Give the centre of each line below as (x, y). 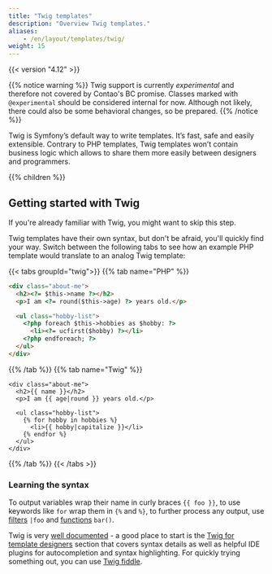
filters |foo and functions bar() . (62, 520)
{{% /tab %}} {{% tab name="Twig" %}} (76, 369)
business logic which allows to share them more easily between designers (133, 153)
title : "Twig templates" (50, 16)
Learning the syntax (49, 484)
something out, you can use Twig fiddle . (76, 562)
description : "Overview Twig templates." (80, 24)
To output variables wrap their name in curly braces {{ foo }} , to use (125, 502)
